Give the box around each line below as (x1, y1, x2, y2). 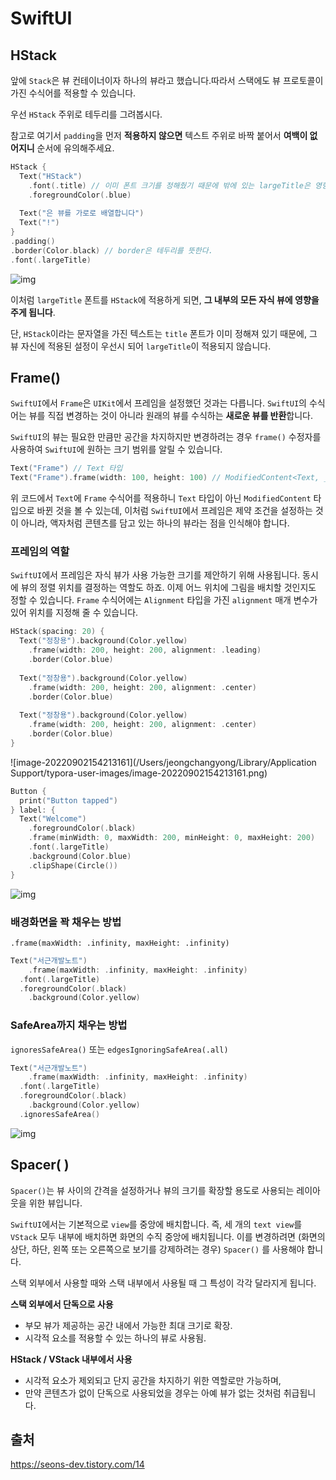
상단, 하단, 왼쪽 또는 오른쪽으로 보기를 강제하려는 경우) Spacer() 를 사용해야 (10, 1243, 305, 1255)
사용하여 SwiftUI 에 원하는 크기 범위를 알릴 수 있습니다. (10, 443, 223, 456)
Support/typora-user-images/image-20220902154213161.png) (10, 767, 268, 779)
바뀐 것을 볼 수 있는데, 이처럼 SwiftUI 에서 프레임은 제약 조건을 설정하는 (36, 505, 313, 517)
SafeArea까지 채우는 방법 (10, 1018, 128, 1032)
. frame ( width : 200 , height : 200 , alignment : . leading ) (28, 645, 262, 656)
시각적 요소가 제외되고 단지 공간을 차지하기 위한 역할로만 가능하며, (24, 1374, 282, 1386)
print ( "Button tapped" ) (19, 795, 118, 806)
